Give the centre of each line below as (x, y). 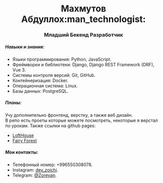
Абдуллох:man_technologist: (83, 19)
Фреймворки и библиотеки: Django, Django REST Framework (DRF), (83, 65)
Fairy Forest (25, 141)
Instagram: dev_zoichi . (35, 170)
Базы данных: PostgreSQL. (40, 91)
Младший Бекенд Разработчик (83, 35)
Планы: (13, 102)
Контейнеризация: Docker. (40, 81)
